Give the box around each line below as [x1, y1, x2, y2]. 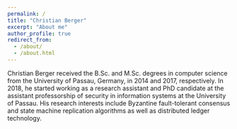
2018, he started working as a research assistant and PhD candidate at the [7, 84, 224, 92]
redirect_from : [7, 37, 52, 44]
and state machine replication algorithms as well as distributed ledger [7, 106, 210, 115]
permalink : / [7, 10, 46, 18]
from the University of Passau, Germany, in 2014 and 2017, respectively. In [7, 76, 224, 85]
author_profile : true [7, 30, 71, 37]
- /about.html [13, 50, 55, 57]
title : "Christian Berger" [7, 17, 87, 24]
